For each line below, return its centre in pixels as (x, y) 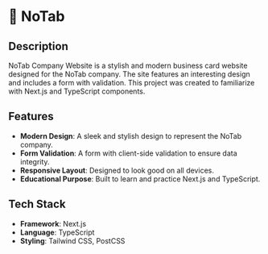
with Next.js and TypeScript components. (77, 91)
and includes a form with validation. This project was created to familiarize (132, 83)
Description (38, 46)
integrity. (35, 161)
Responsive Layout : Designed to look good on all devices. (117, 170)
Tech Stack (37, 204)
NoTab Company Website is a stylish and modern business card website (128, 65)
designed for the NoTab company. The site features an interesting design (130, 74)
